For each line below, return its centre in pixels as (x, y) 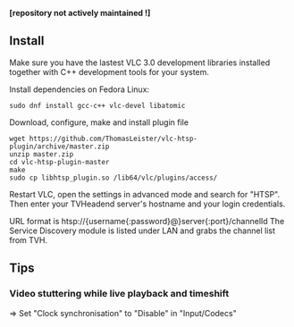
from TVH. (28, 239)
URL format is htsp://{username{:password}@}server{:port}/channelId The (147, 221)
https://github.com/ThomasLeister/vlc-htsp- (113, 138)
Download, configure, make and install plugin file (99, 122)
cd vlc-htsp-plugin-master (59, 162)
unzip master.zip (42, 154)
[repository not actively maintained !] (80, 13)
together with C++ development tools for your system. (109, 71)
